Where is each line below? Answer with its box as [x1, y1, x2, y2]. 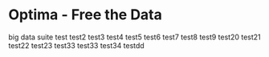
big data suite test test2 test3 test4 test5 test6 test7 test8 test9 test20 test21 [8, 32, 261, 42]
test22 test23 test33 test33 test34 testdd [8, 40, 145, 50]
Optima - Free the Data [8, 6, 163, 24]
